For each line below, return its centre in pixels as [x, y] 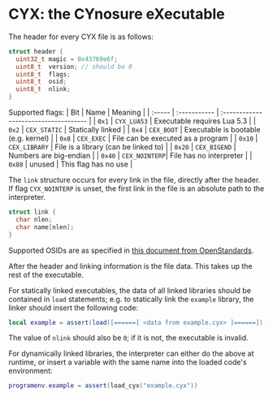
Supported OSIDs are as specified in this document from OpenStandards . [131, 250]
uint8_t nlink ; [43, 89]
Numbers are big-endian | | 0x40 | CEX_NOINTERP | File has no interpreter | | [130, 156]
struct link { [32, 212]
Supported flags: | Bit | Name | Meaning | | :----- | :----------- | [114, 112]
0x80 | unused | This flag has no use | [71, 164]
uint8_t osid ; [41, 82]
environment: [30, 371]
